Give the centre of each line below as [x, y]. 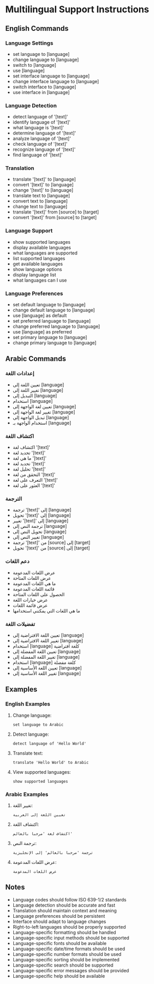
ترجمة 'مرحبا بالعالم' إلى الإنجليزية [53, 853]
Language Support [29, 231]
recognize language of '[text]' [44, 149]
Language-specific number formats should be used [67, 954]
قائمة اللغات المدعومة [34, 589]
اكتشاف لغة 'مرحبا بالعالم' [42, 834]
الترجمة [14, 499]
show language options [37, 269]
